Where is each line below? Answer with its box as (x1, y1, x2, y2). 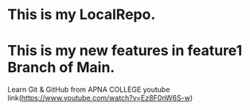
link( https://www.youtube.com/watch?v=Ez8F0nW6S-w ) (7, 93, 193, 103)
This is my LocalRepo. (7, 6, 156, 24)
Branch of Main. (7, 59, 115, 77)
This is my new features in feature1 (7, 42, 243, 60)
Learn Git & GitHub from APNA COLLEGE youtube (7, 85, 170, 94)
